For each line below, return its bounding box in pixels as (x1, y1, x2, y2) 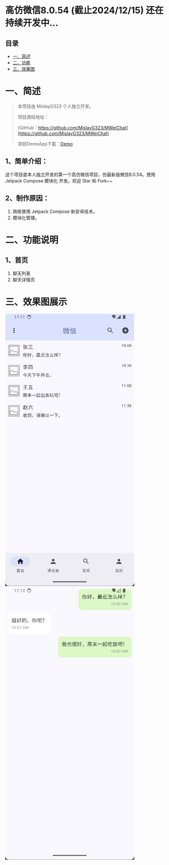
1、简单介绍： (5, 157, 48, 166)
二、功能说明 (5, 234, 59, 246)
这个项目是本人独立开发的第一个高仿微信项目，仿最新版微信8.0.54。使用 (5, 171, 155, 177)
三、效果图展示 (5, 296, 68, 307)
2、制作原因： (5, 194, 49, 203)
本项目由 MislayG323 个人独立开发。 (17, 103, 94, 109)
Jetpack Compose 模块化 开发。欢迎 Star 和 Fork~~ (5, 177, 112, 184)
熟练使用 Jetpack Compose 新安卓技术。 (12, 208, 97, 214)
